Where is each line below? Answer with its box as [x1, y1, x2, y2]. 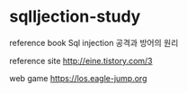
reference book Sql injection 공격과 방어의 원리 [9, 37, 179, 48]
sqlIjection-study [9, 6, 141, 27]
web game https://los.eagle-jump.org [9, 72, 147, 83]
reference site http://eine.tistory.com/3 [9, 55, 153, 66]
